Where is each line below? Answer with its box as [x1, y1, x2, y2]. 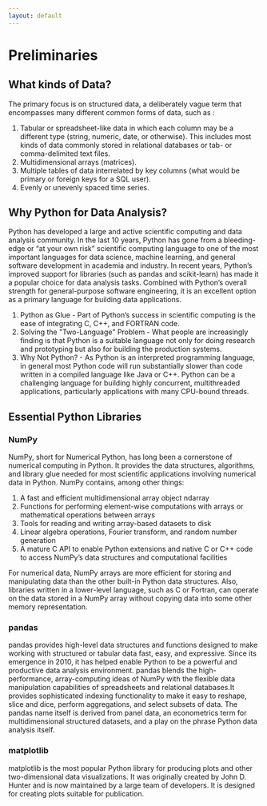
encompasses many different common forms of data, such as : [8, 107, 215, 117]
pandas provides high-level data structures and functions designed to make [8, 640, 258, 650]
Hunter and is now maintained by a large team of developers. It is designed [8, 780, 256, 790]
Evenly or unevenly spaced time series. [19, 182, 149, 192]
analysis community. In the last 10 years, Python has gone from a [8, 235, 222, 245]
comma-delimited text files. [19, 149, 110, 158]
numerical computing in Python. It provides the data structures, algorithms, [8, 461, 256, 470]
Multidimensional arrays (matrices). [19, 157, 137, 166]
